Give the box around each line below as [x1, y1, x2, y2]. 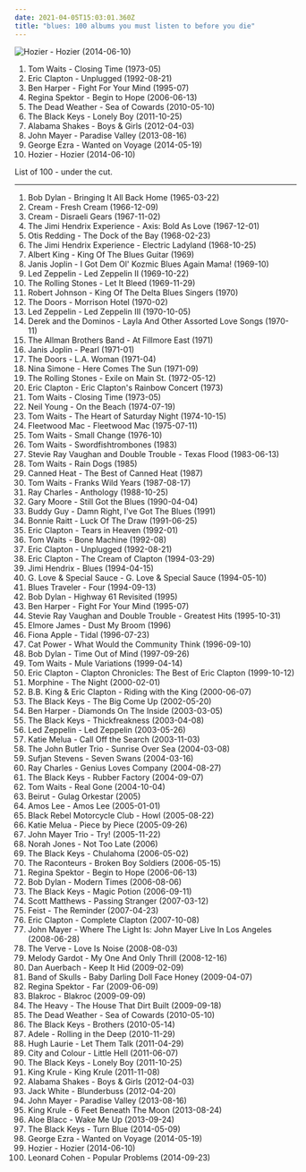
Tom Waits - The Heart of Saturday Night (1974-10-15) [27, 411, 227, 421]
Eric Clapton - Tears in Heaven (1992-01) [27, 524, 178, 535]
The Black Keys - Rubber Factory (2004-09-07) [27, 771, 204, 783]
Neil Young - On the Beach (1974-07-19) [27, 401, 176, 412]
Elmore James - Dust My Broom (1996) [27, 619, 172, 631]
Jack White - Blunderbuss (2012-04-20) [27, 1085, 177, 1096]
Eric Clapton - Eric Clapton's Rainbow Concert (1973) [27, 382, 224, 393]
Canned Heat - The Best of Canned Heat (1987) [27, 467, 204, 479]
